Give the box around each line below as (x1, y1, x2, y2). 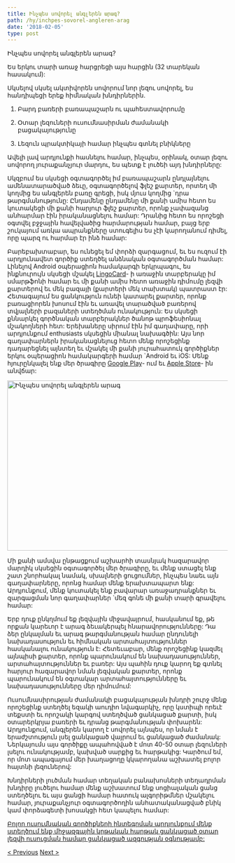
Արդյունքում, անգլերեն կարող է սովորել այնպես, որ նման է (7, 725, 199, 734)
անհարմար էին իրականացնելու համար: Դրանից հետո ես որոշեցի (7, 211, 225, 220)
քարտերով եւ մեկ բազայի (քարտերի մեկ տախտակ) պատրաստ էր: (7, 285, 227, 293)
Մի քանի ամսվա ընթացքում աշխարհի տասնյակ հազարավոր (7, 556, 210, 565)
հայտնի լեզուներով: (7, 763, 72, 771)
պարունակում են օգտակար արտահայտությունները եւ (7, 674, 187, 683)
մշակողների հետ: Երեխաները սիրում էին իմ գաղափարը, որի (7, 322, 208, 330)
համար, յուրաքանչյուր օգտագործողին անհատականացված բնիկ (7, 798, 222, 807)
